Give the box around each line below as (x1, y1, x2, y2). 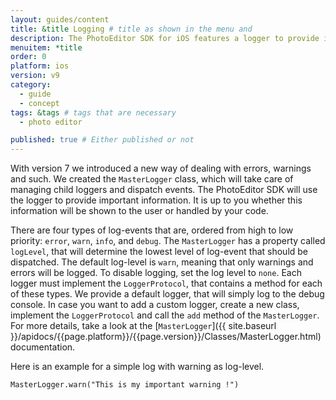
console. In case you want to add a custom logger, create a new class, (10, 299, 300, 311)
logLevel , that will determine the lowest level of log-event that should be (10, 246, 309, 258)
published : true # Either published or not (10, 135, 195, 145)
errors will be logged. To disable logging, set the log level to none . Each (10, 267, 302, 279)
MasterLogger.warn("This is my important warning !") (10, 380, 240, 390)
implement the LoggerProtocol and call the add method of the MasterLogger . (10, 309, 320, 321)
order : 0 (10, 52, 47, 62)
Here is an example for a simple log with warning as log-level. (10, 361, 265, 373)
